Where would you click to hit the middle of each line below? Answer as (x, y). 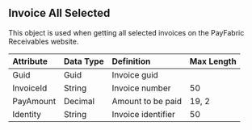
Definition (131, 61)
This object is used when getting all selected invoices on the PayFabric (126, 32)
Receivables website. (44, 41)
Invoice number (141, 88)
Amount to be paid (147, 101)
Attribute (30, 61)
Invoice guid (135, 74)
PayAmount (34, 101)
